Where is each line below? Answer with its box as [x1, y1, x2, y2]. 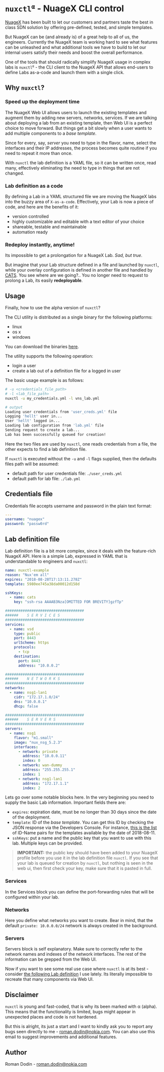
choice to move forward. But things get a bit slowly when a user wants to [5, 125, 152, 131]
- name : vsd [9, 626, 34, 631]
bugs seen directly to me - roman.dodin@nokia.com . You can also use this [5, 1029, 155, 1035]
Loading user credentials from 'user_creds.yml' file [5, 409, 117, 414]
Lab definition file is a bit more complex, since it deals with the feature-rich [5, 548, 156, 554]
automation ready [12, 229, 48, 235]
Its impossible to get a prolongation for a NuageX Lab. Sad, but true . [5, 252, 143, 258]
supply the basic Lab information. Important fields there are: [5, 799, 126, 805]
